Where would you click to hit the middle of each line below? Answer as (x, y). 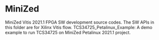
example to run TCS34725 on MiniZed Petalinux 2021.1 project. (68, 32)
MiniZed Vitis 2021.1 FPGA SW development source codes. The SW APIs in (80, 22)
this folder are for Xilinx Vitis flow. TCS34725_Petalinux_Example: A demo (79, 27)
